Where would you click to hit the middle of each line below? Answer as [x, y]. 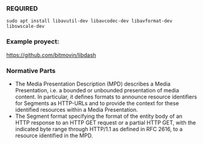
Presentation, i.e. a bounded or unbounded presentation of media [97, 90]
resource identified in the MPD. [54, 135]
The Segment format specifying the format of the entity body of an [99, 116]
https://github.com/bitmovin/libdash [51, 55]
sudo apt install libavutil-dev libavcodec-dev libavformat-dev [89, 21]
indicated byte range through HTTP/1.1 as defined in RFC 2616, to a [99, 129]
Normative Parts [31, 70]
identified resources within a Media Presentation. [77, 109]
